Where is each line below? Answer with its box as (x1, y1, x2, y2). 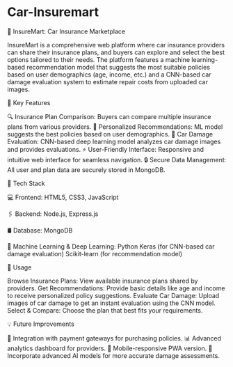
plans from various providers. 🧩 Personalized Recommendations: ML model (7, 123, 223, 131)
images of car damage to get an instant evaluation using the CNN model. (7, 299, 216, 307)
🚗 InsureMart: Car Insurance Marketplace (7, 27, 126, 36)
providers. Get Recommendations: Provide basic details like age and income (7, 283, 225, 292)
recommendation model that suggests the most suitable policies (26, 63, 211, 71)
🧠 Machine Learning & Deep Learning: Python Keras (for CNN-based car (7, 242, 215, 251)
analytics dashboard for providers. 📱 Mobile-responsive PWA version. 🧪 (7, 344, 213, 352)
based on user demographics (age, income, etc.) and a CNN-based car (7, 70, 211, 79)
